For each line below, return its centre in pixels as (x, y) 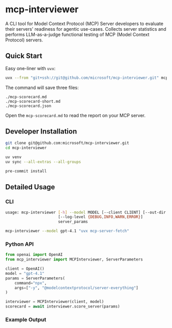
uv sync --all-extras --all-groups (43, 162)
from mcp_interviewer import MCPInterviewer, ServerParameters (74, 259)
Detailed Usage (30, 187)
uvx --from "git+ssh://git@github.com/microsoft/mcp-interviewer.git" (82, 78)
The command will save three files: (42, 88)
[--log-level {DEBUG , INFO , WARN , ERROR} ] (101, 217)
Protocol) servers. (24, 40)
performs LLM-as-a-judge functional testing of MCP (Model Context (77, 34)
